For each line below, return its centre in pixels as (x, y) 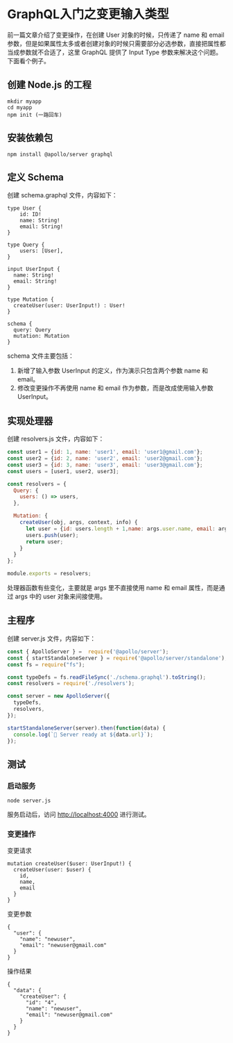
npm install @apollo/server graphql (60, 154)
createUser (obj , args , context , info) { (79, 523)
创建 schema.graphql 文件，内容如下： (62, 195)
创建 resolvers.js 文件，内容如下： (56, 439)
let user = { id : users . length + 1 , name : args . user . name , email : (120, 529)
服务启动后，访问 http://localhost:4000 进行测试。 (79, 814)
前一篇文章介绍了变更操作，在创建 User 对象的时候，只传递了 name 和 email (116, 35)
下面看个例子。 (28, 60)
